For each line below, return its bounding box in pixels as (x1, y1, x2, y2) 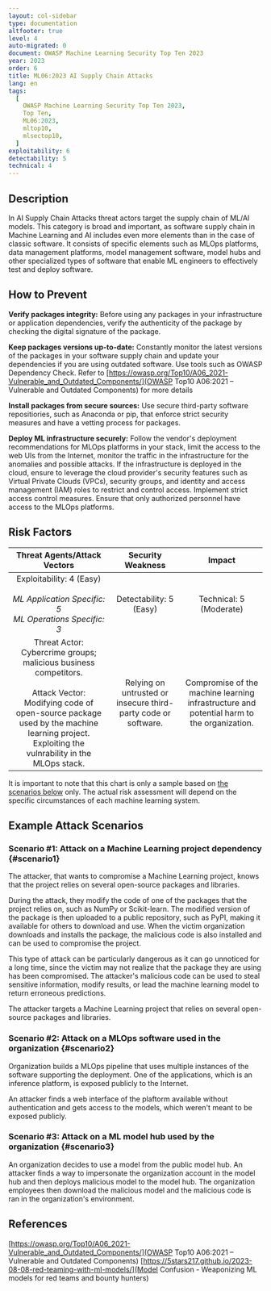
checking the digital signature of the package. (8, 326, 161, 336)
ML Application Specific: (12, 593, 106, 604)
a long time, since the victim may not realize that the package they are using (8, 963, 262, 972)
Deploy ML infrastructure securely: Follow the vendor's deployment (8, 433, 237, 443)
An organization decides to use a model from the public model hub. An (8, 1159, 244, 1169)
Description (8, 191, 69, 206)
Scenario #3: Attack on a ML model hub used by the (8, 1131, 215, 1143)
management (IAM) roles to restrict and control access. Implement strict (8, 485, 248, 495)
